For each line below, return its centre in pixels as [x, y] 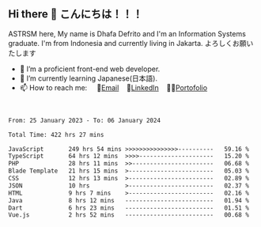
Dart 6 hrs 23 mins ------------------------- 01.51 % [129, 208]
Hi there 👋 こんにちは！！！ [76, 14]
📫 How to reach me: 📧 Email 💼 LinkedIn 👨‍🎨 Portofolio [113, 87]
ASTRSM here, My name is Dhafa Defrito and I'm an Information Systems [127, 33]
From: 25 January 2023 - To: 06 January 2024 [84, 120]
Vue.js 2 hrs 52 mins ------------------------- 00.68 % [129, 215]
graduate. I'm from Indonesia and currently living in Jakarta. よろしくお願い [131, 43]
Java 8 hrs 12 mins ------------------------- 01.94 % [129, 200]
